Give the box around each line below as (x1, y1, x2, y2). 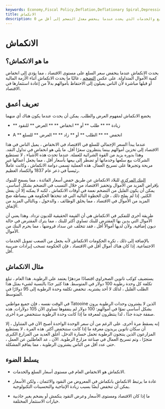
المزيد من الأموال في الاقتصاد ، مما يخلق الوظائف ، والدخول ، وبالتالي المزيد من (5, 198, 150, 204)
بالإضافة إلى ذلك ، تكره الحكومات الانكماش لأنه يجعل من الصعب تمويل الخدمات (5, 238, 149, 244)
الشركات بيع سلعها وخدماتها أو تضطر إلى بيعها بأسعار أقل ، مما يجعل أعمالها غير (5, 157, 150, 163)
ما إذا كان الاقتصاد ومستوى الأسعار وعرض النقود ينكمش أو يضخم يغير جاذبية (12, 393, 150, 399)
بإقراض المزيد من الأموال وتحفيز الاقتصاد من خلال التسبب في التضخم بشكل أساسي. (5, 182, 159, 188)
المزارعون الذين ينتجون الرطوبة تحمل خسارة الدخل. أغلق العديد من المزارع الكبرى (5, 331, 156, 337)
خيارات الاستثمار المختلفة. (12, 398, 60, 404)
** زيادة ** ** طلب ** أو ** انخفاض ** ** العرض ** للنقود (12, 122, 120, 128)
